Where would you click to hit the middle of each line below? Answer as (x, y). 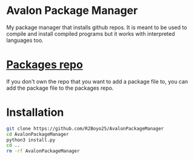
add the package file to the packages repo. (60, 88)
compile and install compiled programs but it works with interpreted (91, 33)
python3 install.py (31, 140)
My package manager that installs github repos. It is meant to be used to (97, 27)
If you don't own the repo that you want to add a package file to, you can (97, 81)
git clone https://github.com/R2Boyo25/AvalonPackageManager (85, 128)
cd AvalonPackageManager (38, 134)
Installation (35, 112)
